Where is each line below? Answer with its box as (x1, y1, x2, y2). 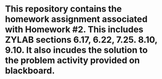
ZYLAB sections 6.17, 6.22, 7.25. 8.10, (5, 34, 158, 46)
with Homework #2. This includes (5, 24, 144, 35)
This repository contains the (5, 3, 122, 15)
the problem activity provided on (5, 55, 140, 66)
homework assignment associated (5, 14, 148, 25)
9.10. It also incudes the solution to (5, 45, 148, 56)
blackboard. (5, 65, 55, 76)
